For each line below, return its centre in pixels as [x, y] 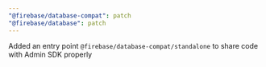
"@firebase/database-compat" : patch [70, 16]
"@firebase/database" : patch [57, 23]
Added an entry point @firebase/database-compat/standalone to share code [133, 45]
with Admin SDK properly [50, 54]
